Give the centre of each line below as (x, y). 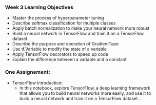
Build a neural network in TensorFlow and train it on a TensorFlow (78, 34)
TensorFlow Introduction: (37, 83)
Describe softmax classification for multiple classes (64, 23)
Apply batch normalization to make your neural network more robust (81, 28)
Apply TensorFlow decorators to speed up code (60, 54)
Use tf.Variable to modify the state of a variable (59, 49)
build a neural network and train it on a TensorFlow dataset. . (80, 98)
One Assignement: (28, 72)
